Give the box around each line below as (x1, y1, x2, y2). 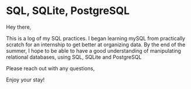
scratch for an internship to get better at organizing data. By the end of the (6, 41, 186, 48)
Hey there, (6, 23, 32, 30)
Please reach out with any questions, (6, 64, 95, 71)
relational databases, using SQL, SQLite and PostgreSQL (6, 53, 142, 60)
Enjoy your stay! (6, 76, 45, 83)
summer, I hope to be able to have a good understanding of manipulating (6, 47, 181, 54)
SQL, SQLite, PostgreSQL (6, 4, 130, 18)
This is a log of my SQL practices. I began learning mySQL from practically (6, 35, 186, 42)
